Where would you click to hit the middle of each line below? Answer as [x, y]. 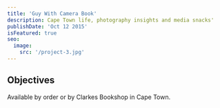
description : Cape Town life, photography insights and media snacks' [111, 20]
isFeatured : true [32, 33]
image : [23, 46]
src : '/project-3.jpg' [52, 53]
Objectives [31, 80]
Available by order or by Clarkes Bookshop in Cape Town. [89, 97]
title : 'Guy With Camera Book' [52, 13]
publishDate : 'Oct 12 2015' [48, 26]
